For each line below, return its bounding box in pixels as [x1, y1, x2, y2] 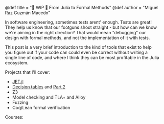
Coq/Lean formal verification [12, 105, 70, 110]
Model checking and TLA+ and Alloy [12, 94, 86, 100]
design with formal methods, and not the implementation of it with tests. [5, 35, 150, 41]
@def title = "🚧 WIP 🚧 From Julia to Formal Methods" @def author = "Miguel [5, 5, 159, 10]
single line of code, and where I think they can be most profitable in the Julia [5, 55, 160, 61]
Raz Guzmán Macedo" [5, 10, 50, 16]
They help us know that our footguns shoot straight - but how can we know [5, 24, 157, 30]
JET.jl [12, 79, 23, 84]
